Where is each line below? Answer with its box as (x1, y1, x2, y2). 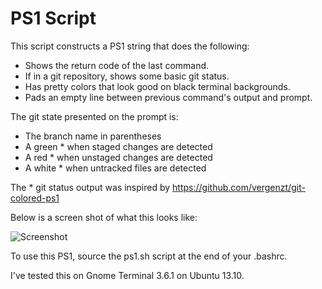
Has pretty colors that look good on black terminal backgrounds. (24, 80, 291, 92)
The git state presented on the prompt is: (10, 110, 179, 122)
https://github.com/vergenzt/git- (172, 181, 306, 193)
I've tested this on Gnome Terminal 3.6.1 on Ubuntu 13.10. (10, 269, 245, 281)
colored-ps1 (10, 192, 60, 204)
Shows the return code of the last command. (24, 59, 210, 71)
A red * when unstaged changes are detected (24, 151, 213, 163)
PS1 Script (10, 7, 97, 30)
